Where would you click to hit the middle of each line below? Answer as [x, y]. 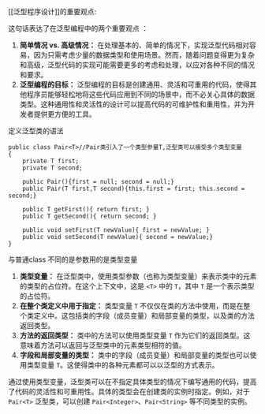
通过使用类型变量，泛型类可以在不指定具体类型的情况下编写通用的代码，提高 [132, 382]
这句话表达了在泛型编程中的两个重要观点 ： [78, 28]
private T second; [52, 168]
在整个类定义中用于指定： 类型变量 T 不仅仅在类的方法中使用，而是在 [131, 306]
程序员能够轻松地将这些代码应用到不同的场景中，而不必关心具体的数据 [140, 94]
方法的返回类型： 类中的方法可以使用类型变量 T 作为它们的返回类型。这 [135, 335]
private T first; [51, 161]
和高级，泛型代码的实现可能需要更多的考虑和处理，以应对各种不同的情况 [137, 65]
